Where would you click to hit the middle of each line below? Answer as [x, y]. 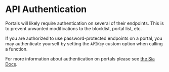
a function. [16, 49]
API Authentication [46, 9]
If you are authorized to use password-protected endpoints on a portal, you [84, 38]
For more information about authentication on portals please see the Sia [80, 58]
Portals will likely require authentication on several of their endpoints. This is [85, 23]
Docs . [11, 64]
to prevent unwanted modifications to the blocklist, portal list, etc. [74, 28]
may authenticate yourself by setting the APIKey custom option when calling [84, 43]
